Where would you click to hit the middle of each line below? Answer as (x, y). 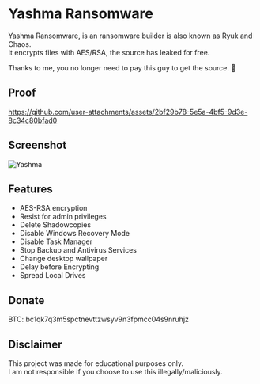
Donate (26, 300)
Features (30, 189)
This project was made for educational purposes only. (96, 363)
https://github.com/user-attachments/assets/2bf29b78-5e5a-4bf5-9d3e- (128, 112)
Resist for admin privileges (63, 217)
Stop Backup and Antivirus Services (78, 250)
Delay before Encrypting (59, 267)
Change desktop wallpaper (64, 259)
